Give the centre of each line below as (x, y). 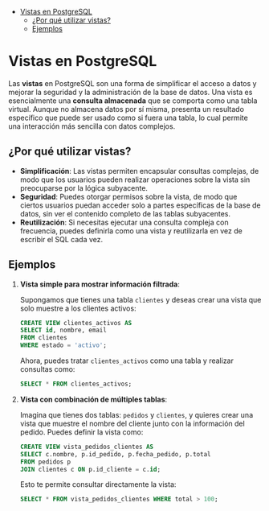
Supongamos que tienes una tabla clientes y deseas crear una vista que (141, 299)
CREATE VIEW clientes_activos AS (76, 323)
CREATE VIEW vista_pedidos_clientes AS (87, 447)
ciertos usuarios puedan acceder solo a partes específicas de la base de (140, 205)
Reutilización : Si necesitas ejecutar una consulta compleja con (124, 222)
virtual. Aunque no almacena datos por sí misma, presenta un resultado (126, 109)
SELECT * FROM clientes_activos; (76, 384)
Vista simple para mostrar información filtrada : (100, 284)
